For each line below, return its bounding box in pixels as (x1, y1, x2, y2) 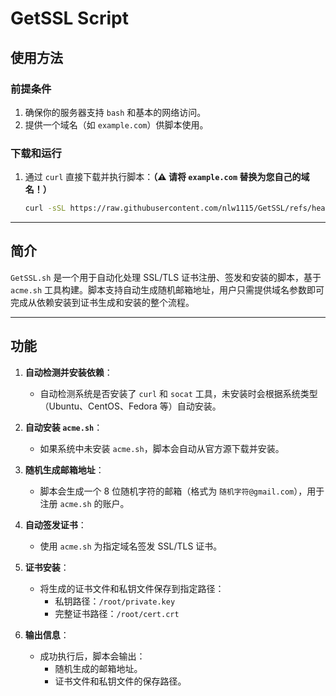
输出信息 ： (24, 628, 70, 641)
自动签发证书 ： (24, 518, 87, 531)
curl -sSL (24, 203, 67, 214)
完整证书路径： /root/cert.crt (54, 607, 180, 619)
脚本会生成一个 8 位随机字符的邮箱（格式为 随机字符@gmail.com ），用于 (39, 485, 325, 497)
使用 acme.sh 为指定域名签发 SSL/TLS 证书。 (39, 540, 223, 552)
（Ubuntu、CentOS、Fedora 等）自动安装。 (39, 400, 222, 412)
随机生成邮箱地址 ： (24, 463, 105, 476)
